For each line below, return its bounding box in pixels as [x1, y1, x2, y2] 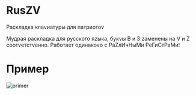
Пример [6, 62, 49, 76]
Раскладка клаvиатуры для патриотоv [6, 23, 105, 30]
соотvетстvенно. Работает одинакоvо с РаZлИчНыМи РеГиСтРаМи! [6, 41, 180, 48]
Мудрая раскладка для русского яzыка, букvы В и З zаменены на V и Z [6, 35, 191, 42]
